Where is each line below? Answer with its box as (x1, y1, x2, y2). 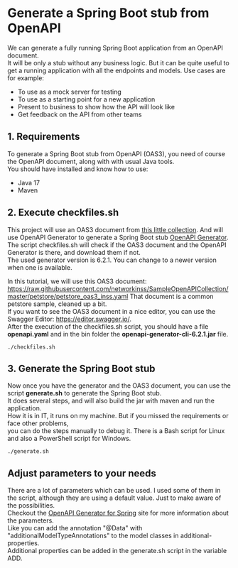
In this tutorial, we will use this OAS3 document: (7, 277, 147, 285)
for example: (7, 73, 45, 82)
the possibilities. (7, 501, 55, 510)
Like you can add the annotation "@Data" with (7, 524, 143, 532)
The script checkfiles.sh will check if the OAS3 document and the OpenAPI (7, 240, 227, 249)
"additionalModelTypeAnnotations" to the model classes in (7, 531, 179, 540)
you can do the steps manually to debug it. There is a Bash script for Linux (7, 427, 225, 435)
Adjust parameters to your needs (7, 467, 156, 479)
